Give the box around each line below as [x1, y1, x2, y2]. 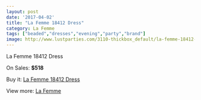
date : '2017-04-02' [6, 14, 55, 20]
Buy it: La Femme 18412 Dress [6, 76, 80, 83]
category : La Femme [6, 25, 55, 32]
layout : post [6, 8, 39, 15]
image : [6, 36, 23, 42]
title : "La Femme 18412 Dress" [6, 20, 84, 26]
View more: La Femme [6, 87, 62, 94]
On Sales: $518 [6, 64, 44, 71]
